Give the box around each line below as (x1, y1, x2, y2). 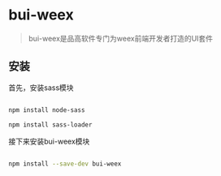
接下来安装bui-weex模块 (8, 136, 90, 146)
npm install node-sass (8, 105, 85, 114)
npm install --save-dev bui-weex (8, 160, 122, 168)
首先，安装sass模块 (8, 83, 75, 92)
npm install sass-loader (8, 120, 93, 129)
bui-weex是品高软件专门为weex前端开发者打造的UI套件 (28, 33, 214, 43)
